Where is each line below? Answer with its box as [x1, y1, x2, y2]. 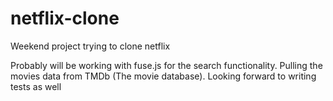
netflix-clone [10, 7, 120, 30]
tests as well [10, 80, 62, 92]
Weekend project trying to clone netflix [10, 40, 171, 52]
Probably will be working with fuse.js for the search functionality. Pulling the [10, 59, 323, 71]
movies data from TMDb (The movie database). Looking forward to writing [10, 70, 317, 82]
